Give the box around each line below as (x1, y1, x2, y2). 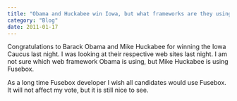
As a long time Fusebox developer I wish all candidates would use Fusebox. (7, 79, 227, 87)
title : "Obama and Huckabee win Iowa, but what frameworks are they (7, 10, 213, 18)
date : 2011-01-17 (7, 23, 59, 30)
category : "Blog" (7, 17, 59, 24)
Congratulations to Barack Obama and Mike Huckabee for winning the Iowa (7, 43, 226, 51)
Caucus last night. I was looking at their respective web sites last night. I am (7, 50, 228, 58)
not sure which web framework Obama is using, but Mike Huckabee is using (7, 58, 229, 66)
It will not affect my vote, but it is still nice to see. (7, 86, 149, 95)
